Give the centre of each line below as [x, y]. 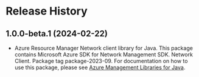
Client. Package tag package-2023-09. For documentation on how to [101, 61]
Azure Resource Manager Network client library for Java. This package [103, 48]
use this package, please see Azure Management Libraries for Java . [100, 67]
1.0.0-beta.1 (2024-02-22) [57, 34]
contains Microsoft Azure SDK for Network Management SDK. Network [103, 55]
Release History [47, 11]
